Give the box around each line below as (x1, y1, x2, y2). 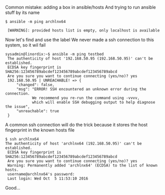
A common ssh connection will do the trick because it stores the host (5, 122, 147, 127)
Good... (5, 185, 20, 190)
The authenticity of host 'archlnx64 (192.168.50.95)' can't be (5, 141, 142, 146)
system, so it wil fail (5, 42, 46, 48)
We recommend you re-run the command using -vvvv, (31, 95, 140, 100)
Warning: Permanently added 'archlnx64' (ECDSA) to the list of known (7, 163, 157, 168)
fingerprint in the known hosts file (5, 127, 75, 133)
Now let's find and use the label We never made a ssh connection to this (5, 37, 154, 42)
